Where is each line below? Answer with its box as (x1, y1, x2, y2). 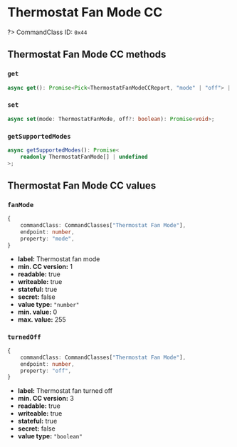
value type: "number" (17, 300, 80, 308)
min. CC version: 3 (17, 394, 75, 403)
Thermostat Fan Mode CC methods (7, 48, 167, 61)
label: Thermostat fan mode (17, 254, 100, 263)
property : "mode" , (20, 235, 75, 242)
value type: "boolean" (17, 432, 83, 441)
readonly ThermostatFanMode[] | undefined (20, 153, 148, 160)
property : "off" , (20, 367, 72, 374)
